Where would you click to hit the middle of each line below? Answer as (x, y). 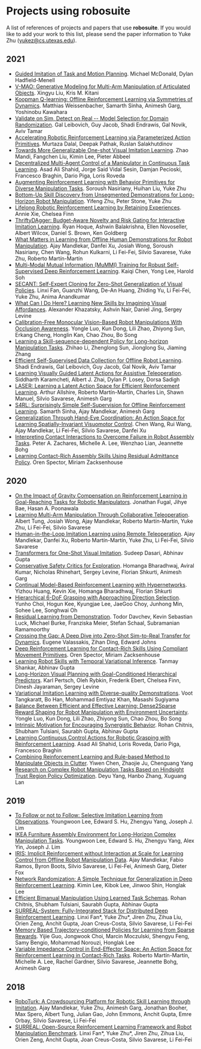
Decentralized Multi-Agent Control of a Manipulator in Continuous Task (102, 162)
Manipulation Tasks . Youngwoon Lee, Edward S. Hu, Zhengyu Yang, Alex (104, 841)
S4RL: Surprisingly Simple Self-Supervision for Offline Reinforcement (100, 405)
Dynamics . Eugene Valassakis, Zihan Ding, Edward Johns (86, 642)
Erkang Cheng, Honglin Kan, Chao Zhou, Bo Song (76, 334)
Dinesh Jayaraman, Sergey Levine (57, 686)
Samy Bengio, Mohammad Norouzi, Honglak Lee (75, 943)
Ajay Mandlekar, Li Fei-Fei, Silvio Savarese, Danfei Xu (80, 430)
